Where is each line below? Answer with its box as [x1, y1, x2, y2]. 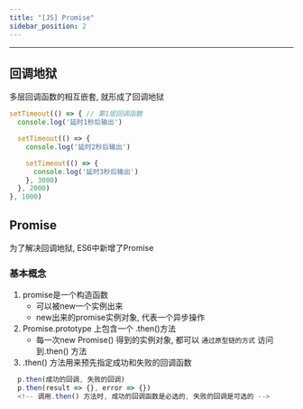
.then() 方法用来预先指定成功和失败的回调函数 [22, 358, 192, 368]
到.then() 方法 [35, 346, 87, 357]
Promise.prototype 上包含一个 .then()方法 [22, 323, 177, 334]
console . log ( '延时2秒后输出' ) [25, 142, 131, 152]
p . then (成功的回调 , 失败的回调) [17, 376, 125, 385]
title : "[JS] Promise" [9, 13, 95, 23]
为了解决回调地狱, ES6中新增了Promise [9, 243, 154, 253]
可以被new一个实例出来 [35, 301, 124, 311]
